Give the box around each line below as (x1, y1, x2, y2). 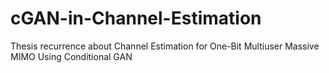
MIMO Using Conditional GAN (10, 50, 133, 62)
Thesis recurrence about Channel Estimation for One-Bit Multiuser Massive (10, 40, 320, 52)
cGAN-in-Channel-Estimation (10, 7, 262, 30)
